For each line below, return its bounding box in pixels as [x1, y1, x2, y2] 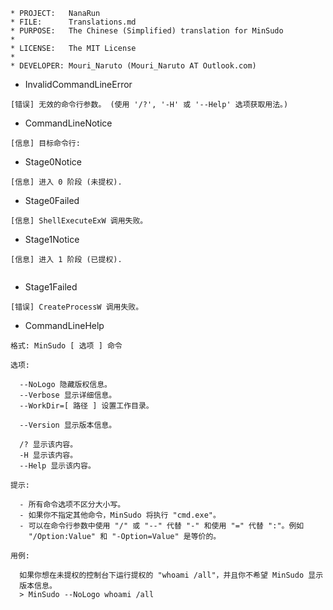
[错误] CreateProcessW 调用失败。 [10, 302, 144, 312]
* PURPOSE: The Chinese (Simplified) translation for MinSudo [10, 26, 284, 36]
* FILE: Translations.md [10, 17, 137, 27]
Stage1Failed [24, 281, 78, 293]
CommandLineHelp [24, 320, 105, 331]
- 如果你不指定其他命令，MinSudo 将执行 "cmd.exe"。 [19, 510, 221, 520]
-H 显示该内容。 [19, 450, 78, 460]
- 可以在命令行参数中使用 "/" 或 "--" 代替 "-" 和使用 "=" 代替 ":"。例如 [19, 521, 305, 531]
